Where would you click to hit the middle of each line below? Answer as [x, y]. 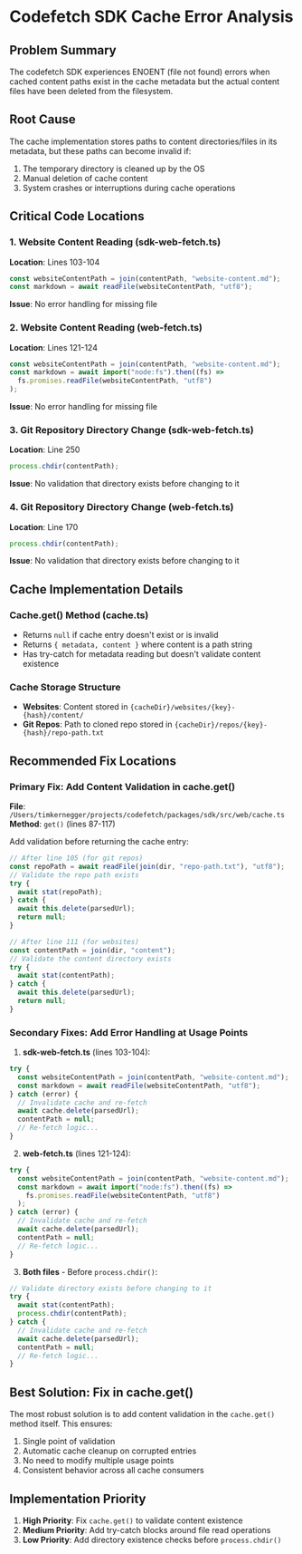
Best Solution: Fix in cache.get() [102, 1392]
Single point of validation [69, 1442]
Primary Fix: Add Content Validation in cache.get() [123, 787]
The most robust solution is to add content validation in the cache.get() [142, 1414]
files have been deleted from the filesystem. [91, 91]
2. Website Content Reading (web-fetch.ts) [106, 328]
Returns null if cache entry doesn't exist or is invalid [120, 635]
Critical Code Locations [77, 216]
